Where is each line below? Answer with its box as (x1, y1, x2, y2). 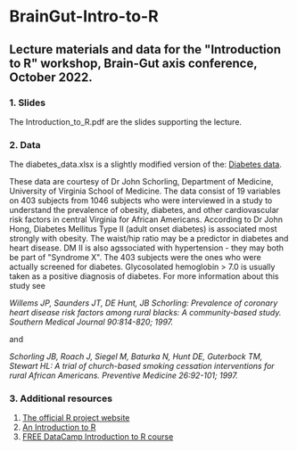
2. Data (9, 138, 42, 151)
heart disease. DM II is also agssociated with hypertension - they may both (9, 242, 284, 253)
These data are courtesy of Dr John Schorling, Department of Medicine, (9, 176, 274, 187)
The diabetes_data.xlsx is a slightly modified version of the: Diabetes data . (9, 159, 283, 170)
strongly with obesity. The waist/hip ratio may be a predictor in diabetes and (9, 234, 289, 244)
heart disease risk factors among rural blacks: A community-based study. (9, 307, 282, 318)
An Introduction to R (21, 422, 96, 433)
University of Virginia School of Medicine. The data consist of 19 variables (9, 185, 281, 197)
